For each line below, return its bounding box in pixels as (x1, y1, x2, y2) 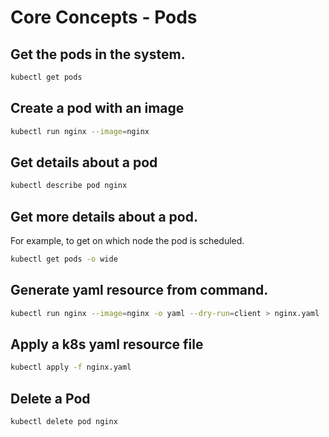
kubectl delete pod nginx (10, 417, 118, 427)
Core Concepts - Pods (10, 6, 198, 29)
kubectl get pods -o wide (10, 254, 118, 265)
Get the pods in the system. (10, 46, 186, 63)
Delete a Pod (10, 390, 91, 407)
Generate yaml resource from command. (10, 282, 269, 299)
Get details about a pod (10, 154, 158, 171)
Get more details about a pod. (10, 208, 198, 225)
